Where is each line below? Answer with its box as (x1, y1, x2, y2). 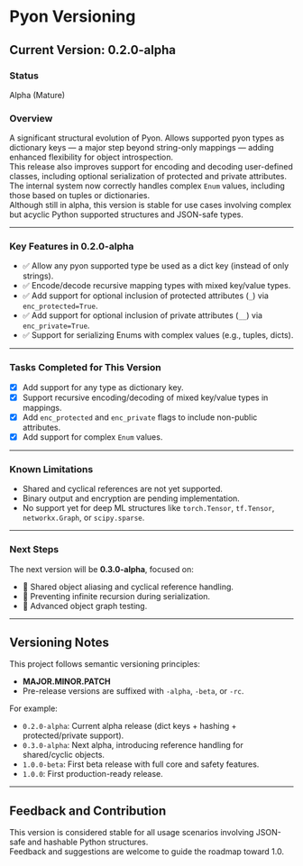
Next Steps (9, 543, 60, 556)
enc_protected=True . (22, 300, 98, 312)
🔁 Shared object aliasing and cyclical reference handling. (22, 581, 234, 592)
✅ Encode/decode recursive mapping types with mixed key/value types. (22, 280, 291, 291)
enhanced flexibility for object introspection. (9, 151, 174, 163)
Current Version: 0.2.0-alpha (9, 42, 177, 58)
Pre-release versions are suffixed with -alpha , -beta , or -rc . (22, 686, 244, 697)
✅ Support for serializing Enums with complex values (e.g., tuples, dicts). (22, 330, 294, 341)
